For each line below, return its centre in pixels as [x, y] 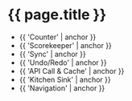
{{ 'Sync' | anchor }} [52, 54]
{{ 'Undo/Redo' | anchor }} [63, 63]
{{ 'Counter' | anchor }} [58, 37]
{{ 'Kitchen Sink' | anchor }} [65, 79]
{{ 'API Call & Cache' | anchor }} [72, 71]
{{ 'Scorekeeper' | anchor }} [65, 45]
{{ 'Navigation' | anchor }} [62, 88]
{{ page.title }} [57, 15]
